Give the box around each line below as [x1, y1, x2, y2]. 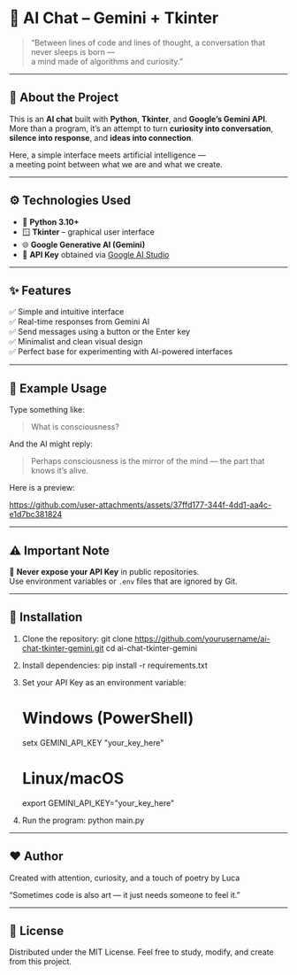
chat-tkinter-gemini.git [21, 642, 104, 654]
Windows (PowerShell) [21, 708, 194, 728]
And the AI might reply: [9, 438, 93, 450]
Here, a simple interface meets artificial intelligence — [9, 150, 206, 160]
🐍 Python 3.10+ [21, 216, 80, 227]
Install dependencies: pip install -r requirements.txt [21, 660, 208, 670]
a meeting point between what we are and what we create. [9, 159, 223, 169]
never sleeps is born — [30, 46, 116, 57]
